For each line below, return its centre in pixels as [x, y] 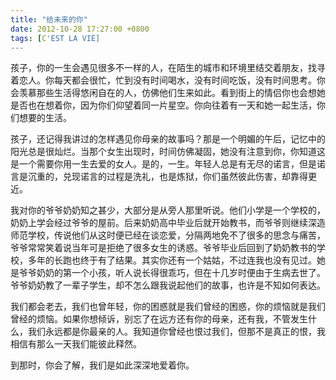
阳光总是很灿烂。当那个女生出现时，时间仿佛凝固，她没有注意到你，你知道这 [168, 152]
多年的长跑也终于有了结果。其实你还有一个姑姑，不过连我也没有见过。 [172, 260]
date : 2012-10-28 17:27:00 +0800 [80, 29]
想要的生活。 [45, 118]
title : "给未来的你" [49, 19]
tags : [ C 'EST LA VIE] [55, 38]
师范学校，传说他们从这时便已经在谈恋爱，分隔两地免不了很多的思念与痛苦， [168, 235]
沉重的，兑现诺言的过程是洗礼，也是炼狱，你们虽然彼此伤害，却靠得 [167, 177]
